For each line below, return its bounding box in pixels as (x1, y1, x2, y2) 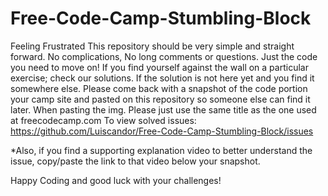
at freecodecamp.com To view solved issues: (10, 114, 197, 126)
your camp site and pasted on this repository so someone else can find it (10, 93, 311, 105)
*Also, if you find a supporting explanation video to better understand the (10, 144, 313, 156)
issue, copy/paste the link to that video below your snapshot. (10, 155, 261, 167)
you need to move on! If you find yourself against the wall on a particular (10, 61, 309, 73)
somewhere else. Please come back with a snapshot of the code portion (10, 82, 308, 94)
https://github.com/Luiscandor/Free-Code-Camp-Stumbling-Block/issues (10, 125, 314, 137)
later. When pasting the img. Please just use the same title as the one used (10, 103, 317, 116)
